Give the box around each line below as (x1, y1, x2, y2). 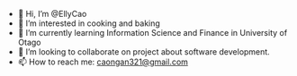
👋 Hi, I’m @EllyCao (17, 9, 87, 19)
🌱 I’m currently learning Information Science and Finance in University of (17, 28, 288, 38)
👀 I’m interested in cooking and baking (17, 18, 160, 29)
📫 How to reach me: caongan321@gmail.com (17, 56, 189, 67)
